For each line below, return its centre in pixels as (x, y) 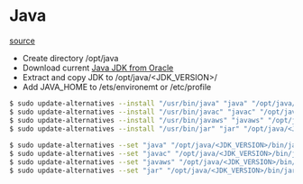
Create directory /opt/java (70, 58)
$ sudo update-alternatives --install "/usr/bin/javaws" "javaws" (137, 120)
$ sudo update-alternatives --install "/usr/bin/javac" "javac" (133, 112)
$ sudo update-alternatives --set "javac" (90, 154)
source (23, 41)
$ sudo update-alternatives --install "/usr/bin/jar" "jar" (125, 129)
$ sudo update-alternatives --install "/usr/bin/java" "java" (129, 103)
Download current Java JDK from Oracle (98, 68)
